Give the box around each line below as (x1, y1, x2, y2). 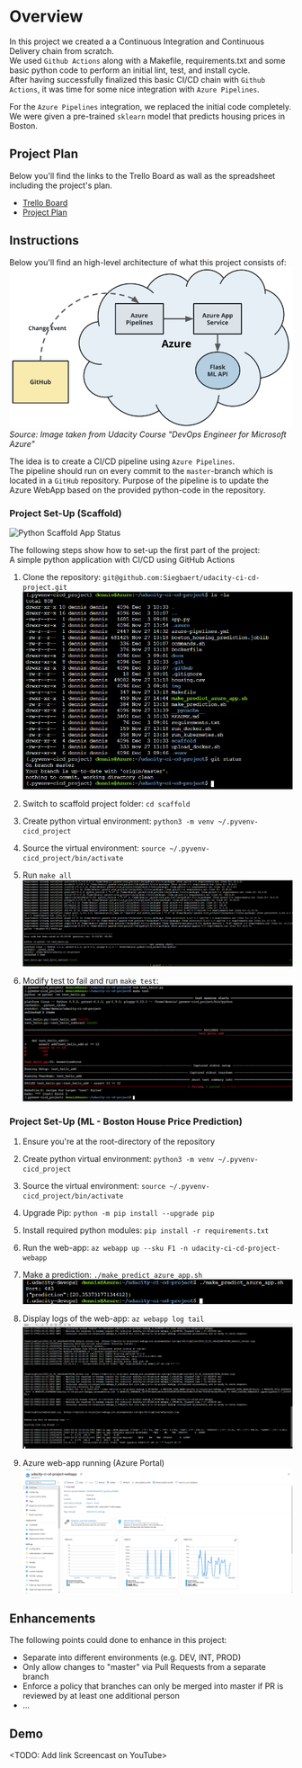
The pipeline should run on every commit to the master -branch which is (9, 466, 274, 476)
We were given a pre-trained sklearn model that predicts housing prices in (9, 111, 286, 121)
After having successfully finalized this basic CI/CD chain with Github (9, 74, 266, 85)
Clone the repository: (22, 572, 102, 583)
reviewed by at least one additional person (22, 1691, 180, 1701)
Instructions (9, 233, 79, 248)
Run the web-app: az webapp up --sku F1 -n (22, 1242, 189, 1253)
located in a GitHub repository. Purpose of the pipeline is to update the (9, 475, 270, 486)
